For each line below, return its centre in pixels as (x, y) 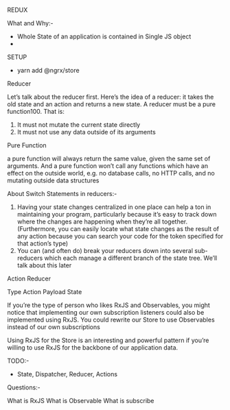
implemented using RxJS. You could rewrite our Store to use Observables (111, 319)
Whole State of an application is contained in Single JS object (104, 36)
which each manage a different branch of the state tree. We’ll (131, 258)
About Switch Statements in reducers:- (62, 194)
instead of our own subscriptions (54, 327)
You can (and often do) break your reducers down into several (105, 251)
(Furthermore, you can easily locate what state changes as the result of (118, 229)
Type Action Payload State (45, 292)
